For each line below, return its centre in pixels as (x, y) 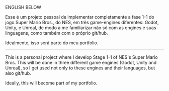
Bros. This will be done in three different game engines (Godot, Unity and (81, 63)
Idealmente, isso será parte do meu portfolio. (52, 43)
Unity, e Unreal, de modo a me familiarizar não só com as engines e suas (81, 28)
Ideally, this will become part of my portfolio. (51, 83)
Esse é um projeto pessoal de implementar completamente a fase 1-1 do (80, 17)
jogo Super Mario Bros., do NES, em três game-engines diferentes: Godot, (82, 22)
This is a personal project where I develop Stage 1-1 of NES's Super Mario (81, 57)
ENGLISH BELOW (23, 7)
